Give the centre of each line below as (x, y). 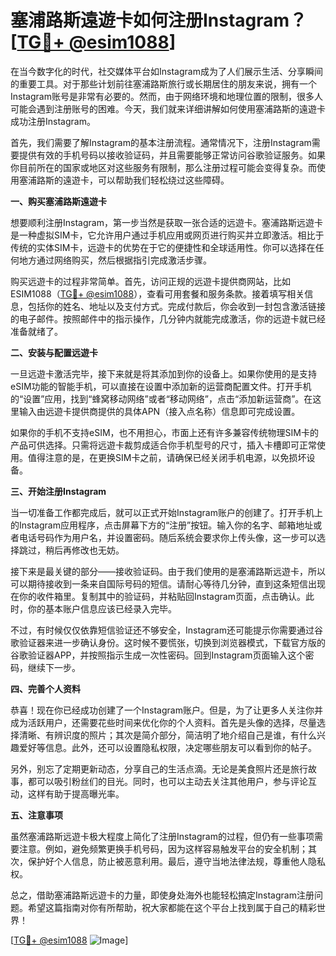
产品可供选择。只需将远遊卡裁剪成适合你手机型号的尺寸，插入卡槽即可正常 (163, 445)
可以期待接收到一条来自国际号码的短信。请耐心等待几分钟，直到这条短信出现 (168, 583)
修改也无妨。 (98, 550)
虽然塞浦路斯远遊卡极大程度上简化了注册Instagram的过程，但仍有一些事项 (162, 836)
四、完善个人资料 (45, 688)
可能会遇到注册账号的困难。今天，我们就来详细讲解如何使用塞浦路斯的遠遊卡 (168, 108)
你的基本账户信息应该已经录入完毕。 (102, 608)
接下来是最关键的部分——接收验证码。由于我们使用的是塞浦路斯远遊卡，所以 (168, 571)
